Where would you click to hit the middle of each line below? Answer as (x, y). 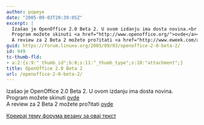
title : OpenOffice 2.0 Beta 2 (45, 68)
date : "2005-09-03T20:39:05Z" (45, 18)
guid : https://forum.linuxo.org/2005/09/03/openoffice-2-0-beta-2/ (93, 46)
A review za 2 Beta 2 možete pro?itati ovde (60, 104)
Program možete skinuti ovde (43, 98)
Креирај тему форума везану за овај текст (61, 116)
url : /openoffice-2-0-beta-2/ (45, 74)
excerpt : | (20, 23)
